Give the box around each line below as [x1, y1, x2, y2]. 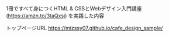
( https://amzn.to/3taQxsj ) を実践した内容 [6, 12, 105, 19]
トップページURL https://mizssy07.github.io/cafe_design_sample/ [6, 25, 163, 31]
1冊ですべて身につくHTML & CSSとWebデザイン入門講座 [6, 5, 142, 12]
